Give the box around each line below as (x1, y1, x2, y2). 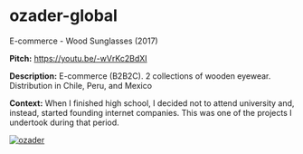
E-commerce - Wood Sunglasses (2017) (9, 35, 158, 46)
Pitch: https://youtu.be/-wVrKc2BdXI (9, 53, 147, 63)
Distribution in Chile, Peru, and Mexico (9, 80, 152, 91)
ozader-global (9, 5, 118, 26)
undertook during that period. (9, 117, 119, 128)
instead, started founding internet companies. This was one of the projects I (9, 107, 292, 118)
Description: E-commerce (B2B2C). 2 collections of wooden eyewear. (9, 70, 271, 82)
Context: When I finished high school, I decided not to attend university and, (9, 97, 295, 109)
